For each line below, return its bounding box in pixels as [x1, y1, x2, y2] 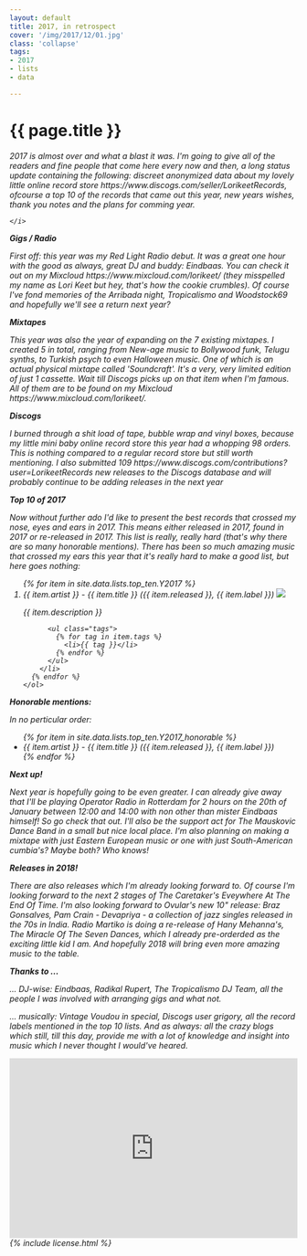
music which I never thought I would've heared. [9, 1040, 189, 1050]
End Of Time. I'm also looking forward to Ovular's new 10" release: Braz [9, 899, 281, 910]
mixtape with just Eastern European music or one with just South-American [9, 835, 293, 846]
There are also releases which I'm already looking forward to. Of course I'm [9, 880, 295, 891]
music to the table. [9, 947, 80, 959]
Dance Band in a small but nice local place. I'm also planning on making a [9, 825, 290, 836]
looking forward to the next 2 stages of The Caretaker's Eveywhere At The [9, 890, 291, 901]
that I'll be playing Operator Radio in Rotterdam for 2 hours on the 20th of [9, 796, 287, 807]
